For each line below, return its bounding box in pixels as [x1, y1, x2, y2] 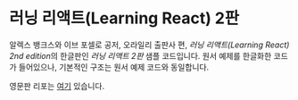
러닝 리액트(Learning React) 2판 [9, 8, 239, 29]
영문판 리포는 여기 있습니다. [9, 80, 105, 91]
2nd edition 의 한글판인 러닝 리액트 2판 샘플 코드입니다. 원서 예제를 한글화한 [9, 50, 272, 61]
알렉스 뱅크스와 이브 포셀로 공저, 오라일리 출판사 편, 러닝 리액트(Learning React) [9, 39, 290, 50]
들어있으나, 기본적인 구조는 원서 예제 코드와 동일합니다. [18, 62, 210, 72]
